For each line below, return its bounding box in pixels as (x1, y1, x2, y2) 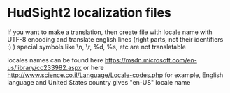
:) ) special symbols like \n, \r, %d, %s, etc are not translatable (7, 42, 187, 51)
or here (82, 63, 104, 71)
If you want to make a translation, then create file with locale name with (7, 28, 213, 36)
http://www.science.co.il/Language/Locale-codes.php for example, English (7, 71, 224, 79)
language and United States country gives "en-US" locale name (7, 78, 191, 86)
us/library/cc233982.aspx (7, 63, 82, 71)
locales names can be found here (7, 56, 103, 64)
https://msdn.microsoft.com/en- (104, 56, 198, 64)
